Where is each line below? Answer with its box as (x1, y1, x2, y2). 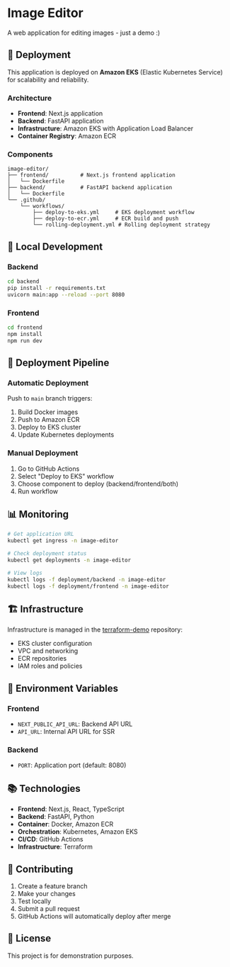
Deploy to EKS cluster (17, 423, 81, 432)
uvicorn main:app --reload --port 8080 (7, 291, 125, 298)
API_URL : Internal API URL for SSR (17, 727, 115, 735)
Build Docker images (17, 408, 79, 416)
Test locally (17, 897, 52, 905)
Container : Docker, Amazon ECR (17, 820, 114, 829)
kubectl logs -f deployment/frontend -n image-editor (7, 583, 170, 590)
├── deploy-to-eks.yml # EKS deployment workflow (33, 209, 195, 216)
